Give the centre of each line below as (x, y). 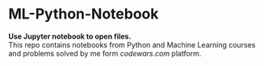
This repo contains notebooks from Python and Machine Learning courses (132, 44)
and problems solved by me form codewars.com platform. (105, 53)
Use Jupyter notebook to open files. (70, 36)
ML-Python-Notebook (84, 14)
